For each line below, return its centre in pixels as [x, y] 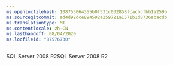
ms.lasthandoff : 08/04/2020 [41, 34]
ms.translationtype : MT [36, 23]
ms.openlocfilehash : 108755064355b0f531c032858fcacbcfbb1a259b [87, 12]
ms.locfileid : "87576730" [38, 39]
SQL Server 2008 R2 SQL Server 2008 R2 [57, 56]
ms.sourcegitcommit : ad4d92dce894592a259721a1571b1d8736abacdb [87, 17]
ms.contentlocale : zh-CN [37, 28]
